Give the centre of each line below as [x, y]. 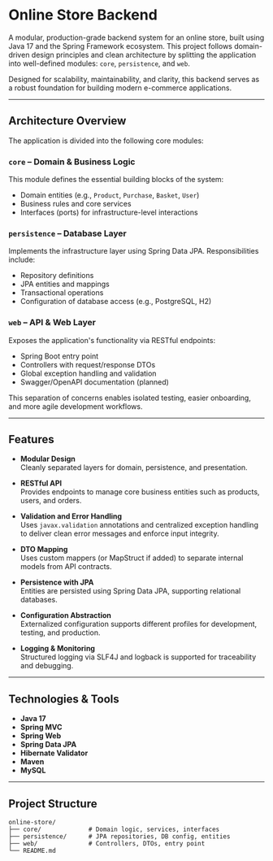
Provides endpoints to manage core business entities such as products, [140, 492]
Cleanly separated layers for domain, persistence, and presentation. [134, 467]
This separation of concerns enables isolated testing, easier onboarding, [130, 398]
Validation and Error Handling [71, 516]
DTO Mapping [44, 550]
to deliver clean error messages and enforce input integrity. [119, 533]
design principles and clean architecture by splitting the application [144, 54]
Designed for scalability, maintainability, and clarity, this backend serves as [134, 79]
